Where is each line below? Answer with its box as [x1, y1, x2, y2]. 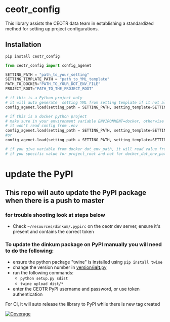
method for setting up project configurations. [5, 25, 99, 31]
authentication [12, 291, 43, 297]
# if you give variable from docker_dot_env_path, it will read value [5, 146, 157, 151]
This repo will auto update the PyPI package [5, 188, 147, 197]
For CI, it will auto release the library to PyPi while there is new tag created [5, 301, 160, 307]
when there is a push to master [5, 196, 105, 205]
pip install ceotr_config [5, 54, 60, 59]
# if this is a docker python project [5, 114, 87, 119]
